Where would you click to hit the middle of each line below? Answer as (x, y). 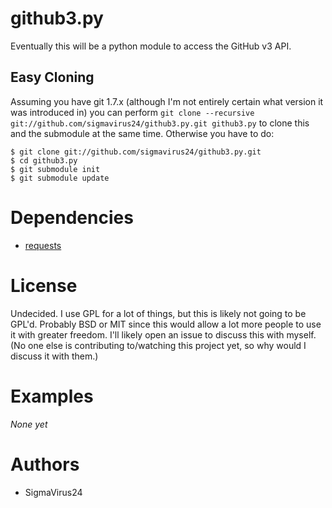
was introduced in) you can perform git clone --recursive (132, 112)
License (44, 285)
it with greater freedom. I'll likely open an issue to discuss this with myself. (163, 334)
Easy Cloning (52, 77)
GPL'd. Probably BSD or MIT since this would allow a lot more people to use (166, 324)
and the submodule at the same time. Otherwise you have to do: (142, 133)
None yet (29, 424)
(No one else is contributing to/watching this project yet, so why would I (158, 345)
